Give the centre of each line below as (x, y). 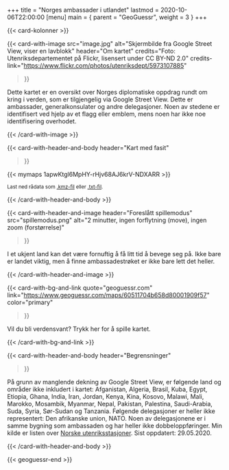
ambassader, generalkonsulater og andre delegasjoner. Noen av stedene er (113, 107)
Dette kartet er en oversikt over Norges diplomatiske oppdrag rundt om (107, 92)
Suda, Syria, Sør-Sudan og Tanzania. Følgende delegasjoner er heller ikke (111, 411)
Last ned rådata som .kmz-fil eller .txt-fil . (55, 187)
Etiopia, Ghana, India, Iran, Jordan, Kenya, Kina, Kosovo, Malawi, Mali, (106, 396)
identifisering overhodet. (42, 121)
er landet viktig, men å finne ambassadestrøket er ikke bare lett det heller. (111, 261)
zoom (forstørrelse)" (36, 227)
